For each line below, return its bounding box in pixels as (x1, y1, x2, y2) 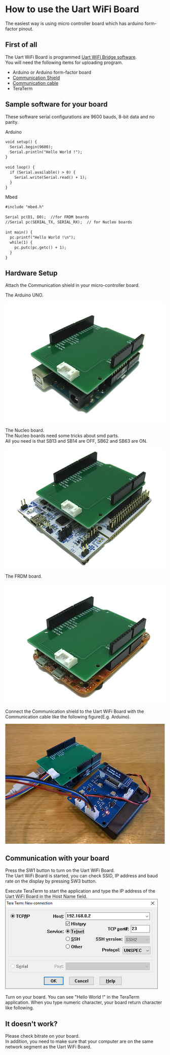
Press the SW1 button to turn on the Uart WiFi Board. (5, 867, 115, 874)
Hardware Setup (5, 269, 58, 277)
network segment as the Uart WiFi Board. (5, 1044, 92, 1049)
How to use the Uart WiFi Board (5, 4, 139, 15)
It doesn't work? (5, 1019, 58, 1028)
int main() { (5, 229, 33, 235)
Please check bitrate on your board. (5, 1033, 80, 1039)
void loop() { (5, 164, 35, 170)
